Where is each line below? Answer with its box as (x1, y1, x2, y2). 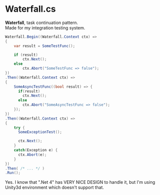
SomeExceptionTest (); (18, 130, 62, 135)
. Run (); (5, 171, 21, 175)
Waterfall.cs (5, 3, 56, 15)
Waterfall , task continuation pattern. (5, 20, 78, 25)
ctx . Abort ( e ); (18, 152, 47, 157)
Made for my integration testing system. (5, 24, 85, 30)
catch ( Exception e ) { (14, 148, 58, 153)
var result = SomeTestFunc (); (14, 43, 76, 49)
